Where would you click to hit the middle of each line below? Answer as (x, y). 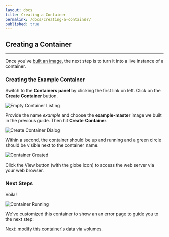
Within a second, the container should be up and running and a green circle (83, 140)
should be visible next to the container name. (52, 145)
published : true (22, 24)
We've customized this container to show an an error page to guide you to (82, 214)
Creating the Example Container (45, 80)
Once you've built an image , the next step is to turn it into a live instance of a (84, 61)
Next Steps (19, 183)
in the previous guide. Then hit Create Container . (56, 121)
